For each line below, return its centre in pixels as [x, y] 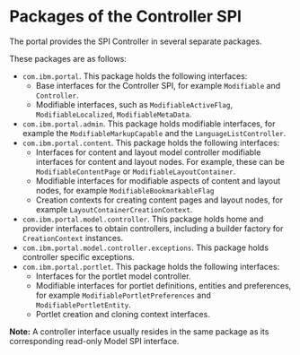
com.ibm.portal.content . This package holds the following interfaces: [151, 143]
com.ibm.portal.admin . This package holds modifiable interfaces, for [149, 124]
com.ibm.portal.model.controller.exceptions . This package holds [146, 247]
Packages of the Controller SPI [126, 17]
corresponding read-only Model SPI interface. [94, 341]
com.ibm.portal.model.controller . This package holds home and [143, 219]
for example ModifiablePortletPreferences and [123, 295]
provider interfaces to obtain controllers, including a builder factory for [153, 228]
